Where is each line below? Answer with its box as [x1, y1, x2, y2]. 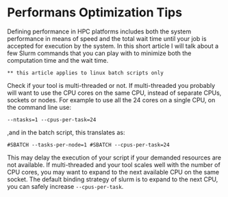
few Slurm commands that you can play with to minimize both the [7, 49, 192, 57]
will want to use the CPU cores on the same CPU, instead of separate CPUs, [7, 89, 222, 97]
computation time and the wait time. [7, 56, 109, 64]
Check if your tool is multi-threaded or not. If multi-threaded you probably [7, 81, 216, 89]
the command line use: [7, 103, 72, 111]
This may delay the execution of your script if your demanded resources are [7, 153, 221, 162]
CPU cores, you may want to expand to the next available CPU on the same [7, 168, 220, 176]
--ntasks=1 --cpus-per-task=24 [7, 116, 97, 123]
